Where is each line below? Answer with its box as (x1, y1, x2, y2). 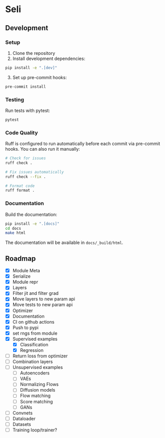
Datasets (12, 421, 31, 427)
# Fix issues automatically (5, 169, 64, 174)
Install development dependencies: (12, 55, 86, 61)
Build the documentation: (5, 211, 57, 217)
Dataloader (12, 415, 36, 421)
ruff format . (5, 188, 35, 193)
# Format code (5, 183, 35, 189)
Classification (20, 341, 49, 347)
